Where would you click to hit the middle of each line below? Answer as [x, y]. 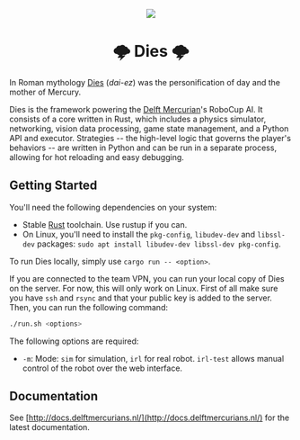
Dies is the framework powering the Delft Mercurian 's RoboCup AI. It [136, 109]
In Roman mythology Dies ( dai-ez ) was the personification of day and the [145, 82]
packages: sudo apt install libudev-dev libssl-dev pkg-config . [159, 244]
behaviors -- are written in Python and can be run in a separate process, [143, 148]
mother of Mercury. [45, 92]
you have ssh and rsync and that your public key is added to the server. [141, 298]
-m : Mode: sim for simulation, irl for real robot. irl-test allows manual [153, 358]
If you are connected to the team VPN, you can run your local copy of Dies [147, 278]
